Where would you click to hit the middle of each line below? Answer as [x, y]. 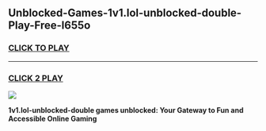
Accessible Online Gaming [53, 118]
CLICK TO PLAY [39, 48]
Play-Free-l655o [49, 26]
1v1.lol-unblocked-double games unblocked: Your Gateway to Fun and [126, 110]
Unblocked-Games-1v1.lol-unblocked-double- [125, 13]
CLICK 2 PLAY [36, 78]
